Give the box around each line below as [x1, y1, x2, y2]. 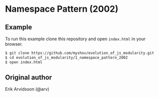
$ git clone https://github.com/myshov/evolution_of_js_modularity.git [5, 50, 154, 55]
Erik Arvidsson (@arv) [5, 86, 50, 92]
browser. [5, 41, 23, 47]
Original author [5, 73, 52, 82]
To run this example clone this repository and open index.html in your [5, 36, 146, 42]
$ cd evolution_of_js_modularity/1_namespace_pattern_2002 [5, 55, 128, 60]
